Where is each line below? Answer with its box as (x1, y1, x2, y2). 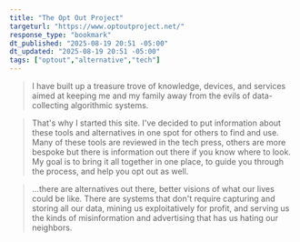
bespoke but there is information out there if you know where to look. (31, 146, 291, 157)
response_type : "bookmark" (9, 30, 112, 39)
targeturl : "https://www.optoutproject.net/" (9, 22, 185, 31)
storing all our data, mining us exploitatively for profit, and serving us (31, 203, 290, 214)
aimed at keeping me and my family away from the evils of (31, 90, 251, 101)
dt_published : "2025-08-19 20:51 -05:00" (9, 38, 169, 48)
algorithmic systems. (70, 100, 149, 110)
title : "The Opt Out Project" (9, 13, 125, 23)
